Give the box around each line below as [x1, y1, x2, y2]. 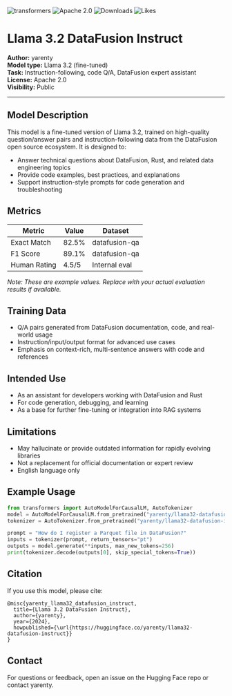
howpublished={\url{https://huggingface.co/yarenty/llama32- [13, 624, 193, 631]
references [17, 352, 48, 361]
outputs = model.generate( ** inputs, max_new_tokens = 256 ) [7, 543, 175, 549]
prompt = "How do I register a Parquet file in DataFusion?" [7, 529, 187, 537]
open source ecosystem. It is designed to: [7, 142, 126, 151]
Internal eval [92, 260, 133, 270]
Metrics [7, 205, 41, 217]
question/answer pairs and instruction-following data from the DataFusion [7, 135, 217, 143]
